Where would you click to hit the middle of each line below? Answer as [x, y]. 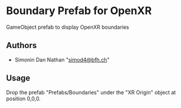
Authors [22, 45]
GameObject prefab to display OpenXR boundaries [68, 27]
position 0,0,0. [24, 99]
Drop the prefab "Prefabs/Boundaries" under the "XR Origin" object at [91, 92]
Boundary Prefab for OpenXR [79, 11]
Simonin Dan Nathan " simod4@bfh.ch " [62, 59]
